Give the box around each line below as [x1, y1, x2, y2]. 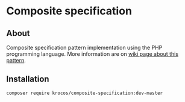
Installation [6, 74, 49, 85]
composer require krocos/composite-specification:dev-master [6, 90, 163, 96]
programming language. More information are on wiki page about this [6, 50, 179, 58]
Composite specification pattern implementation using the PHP [6, 44, 163, 51]
